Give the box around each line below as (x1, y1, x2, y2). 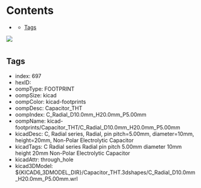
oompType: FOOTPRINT (14, 85, 75, 92)
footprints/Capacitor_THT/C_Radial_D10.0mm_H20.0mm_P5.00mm (14, 123, 180, 131)
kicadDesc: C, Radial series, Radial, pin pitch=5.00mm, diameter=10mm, (14, 130, 194, 137)
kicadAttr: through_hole (14, 155, 74, 163)
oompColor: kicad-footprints (14, 98, 86, 105)
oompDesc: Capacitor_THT (14, 104, 83, 112)
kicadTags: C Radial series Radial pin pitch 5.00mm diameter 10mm (14, 143, 182, 150)
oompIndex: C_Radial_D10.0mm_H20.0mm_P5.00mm (14, 111, 147, 118)
